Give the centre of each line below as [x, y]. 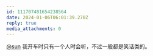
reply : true [21, 23]
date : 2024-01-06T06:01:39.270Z [47, 17]
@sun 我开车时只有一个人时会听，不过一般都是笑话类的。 [78, 46]
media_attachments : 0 [34, 29]
